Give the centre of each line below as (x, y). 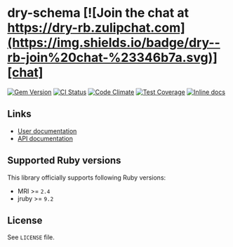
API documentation (45, 138)
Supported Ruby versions (64, 160)
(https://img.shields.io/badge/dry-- (114, 43)
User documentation (47, 131)
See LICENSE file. (31, 237)
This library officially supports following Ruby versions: (87, 178)
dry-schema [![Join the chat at (98, 13)
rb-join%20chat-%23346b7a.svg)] (112, 58)
